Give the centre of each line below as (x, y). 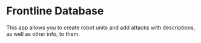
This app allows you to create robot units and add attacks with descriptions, (101, 27)
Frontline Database (55, 11)
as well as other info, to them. (43, 33)
